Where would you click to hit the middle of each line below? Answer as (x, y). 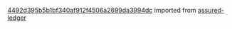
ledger (17, 18)
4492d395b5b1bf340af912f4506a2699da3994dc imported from (102, 10)
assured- (211, 10)
